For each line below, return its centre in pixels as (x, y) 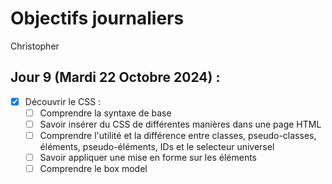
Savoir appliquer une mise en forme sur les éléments (148, 157)
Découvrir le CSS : (63, 101)
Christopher (35, 46)
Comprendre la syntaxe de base (105, 113)
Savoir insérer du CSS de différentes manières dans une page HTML (180, 124)
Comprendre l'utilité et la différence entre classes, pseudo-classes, (178, 135)
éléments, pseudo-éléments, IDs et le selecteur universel (157, 146)
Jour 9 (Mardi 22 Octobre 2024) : (115, 77)
